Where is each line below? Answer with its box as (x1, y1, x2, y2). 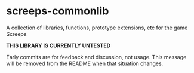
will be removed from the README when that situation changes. (6, 60, 164, 67)
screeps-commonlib (6, 4, 109, 18)
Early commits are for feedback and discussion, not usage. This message (6, 53, 187, 60)
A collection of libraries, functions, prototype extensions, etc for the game (6, 24, 188, 31)
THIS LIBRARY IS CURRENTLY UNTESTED (6, 42, 111, 49)
